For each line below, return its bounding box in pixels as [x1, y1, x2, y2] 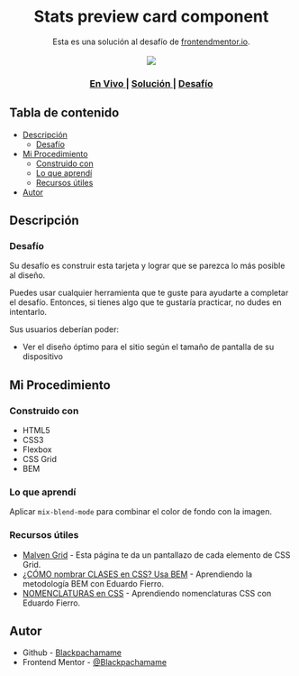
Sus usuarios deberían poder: [9, 324, 120, 335]
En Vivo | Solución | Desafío [89, 77, 213, 89]
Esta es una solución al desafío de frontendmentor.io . [52, 36, 250, 47]
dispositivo [22, 351, 63, 362]
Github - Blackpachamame [22, 647, 122, 658]
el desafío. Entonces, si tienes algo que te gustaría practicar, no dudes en [9, 297, 282, 308]
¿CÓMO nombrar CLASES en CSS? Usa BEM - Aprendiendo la [22, 569, 253, 579]
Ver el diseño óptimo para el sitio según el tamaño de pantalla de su [22, 341, 275, 353]
